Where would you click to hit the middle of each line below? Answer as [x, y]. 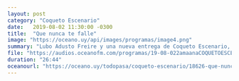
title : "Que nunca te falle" [52, 33]
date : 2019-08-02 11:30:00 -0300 [60, 27]
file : [15, 54]
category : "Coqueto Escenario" [54, 20]
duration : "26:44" [34, 60]
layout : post [27, 14]
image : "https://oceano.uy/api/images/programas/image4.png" [100, 40]
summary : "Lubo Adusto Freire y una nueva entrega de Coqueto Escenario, [119, 46]
